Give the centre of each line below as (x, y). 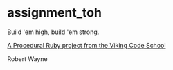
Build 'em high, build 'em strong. (53, 32)
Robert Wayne (27, 59)
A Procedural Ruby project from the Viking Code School (86, 45)
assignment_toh (55, 13)
